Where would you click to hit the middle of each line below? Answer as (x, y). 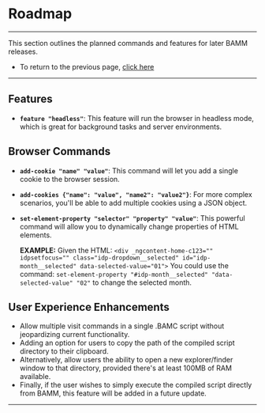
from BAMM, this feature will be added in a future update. (113, 393)
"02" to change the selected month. (134, 282)
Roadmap (40, 14)
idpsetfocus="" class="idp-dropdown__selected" (99, 258)
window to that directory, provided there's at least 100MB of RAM (126, 368)
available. (35, 377)
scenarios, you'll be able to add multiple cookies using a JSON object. (133, 203)
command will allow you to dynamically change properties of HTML (129, 226)
